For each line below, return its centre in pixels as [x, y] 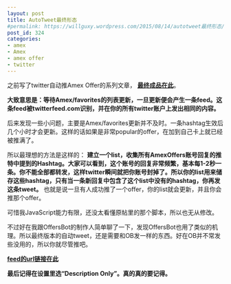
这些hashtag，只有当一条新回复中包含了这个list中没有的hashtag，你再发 [117, 180]
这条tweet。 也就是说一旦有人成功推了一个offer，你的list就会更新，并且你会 [114, 189]
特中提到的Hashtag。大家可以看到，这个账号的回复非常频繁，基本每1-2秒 [111, 163]
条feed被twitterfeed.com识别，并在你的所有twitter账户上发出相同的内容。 [113, 108]
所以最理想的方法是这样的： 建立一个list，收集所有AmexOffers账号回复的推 [114, 155]
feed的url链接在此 [33, 259]
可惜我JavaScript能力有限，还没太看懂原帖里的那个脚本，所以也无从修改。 [113, 212]
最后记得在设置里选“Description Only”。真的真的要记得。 [89, 273]
